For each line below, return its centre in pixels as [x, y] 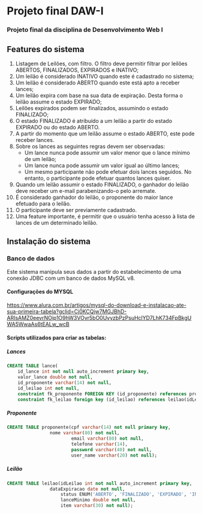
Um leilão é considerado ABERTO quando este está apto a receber [98, 83]
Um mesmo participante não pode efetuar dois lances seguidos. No [108, 171]
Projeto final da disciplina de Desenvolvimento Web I [85, 30]
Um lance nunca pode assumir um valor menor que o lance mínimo [107, 152]
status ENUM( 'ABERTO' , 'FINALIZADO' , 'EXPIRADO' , [123, 495]
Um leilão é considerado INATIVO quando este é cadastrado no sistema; [105, 76]
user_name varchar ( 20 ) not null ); [114, 455]
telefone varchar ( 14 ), [100, 445]
